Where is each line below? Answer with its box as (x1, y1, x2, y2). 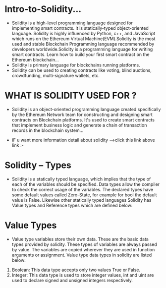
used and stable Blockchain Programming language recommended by (11, 41, 155, 47)
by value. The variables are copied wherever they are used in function (11, 246, 155, 252)
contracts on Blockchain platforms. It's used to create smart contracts (11, 116, 155, 122)
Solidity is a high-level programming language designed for (11, 20, 133, 26)
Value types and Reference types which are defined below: (11, 202, 133, 208)
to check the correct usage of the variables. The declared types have (11, 186, 154, 192)
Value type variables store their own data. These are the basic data (11, 236, 149, 242)
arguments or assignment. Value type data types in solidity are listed (11, 252, 152, 258)
